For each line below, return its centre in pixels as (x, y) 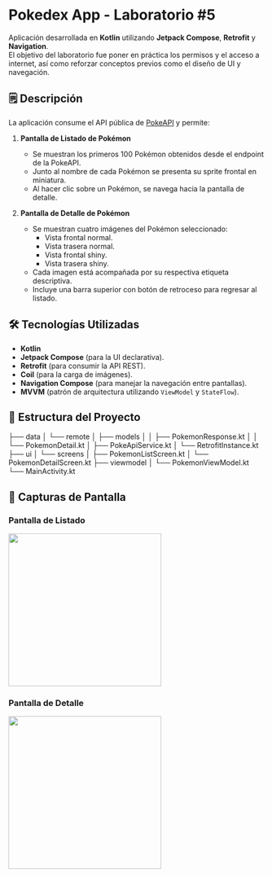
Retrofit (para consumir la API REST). (83, 366)
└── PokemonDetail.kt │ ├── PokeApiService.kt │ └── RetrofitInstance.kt (134, 445)
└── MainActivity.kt (42, 471)
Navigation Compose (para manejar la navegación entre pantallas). (134, 383)
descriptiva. (52, 281)
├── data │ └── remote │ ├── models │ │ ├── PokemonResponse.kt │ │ (133, 436)
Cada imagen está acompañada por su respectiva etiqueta (131, 272)
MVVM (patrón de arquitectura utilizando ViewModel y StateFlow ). (129, 392)
